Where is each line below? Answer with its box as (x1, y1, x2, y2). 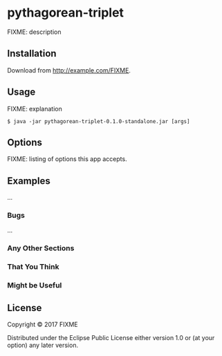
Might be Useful (7, 281, 62, 290)
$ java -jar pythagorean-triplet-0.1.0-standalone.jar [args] (7, 118, 190, 125)
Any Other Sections (7, 243, 75, 253)
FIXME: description (7, 28, 62, 36)
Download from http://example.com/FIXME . (7, 66, 131, 74)
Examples (7, 175, 50, 187)
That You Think (7, 262, 59, 272)
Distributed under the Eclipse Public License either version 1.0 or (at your (7, 334, 215, 342)
